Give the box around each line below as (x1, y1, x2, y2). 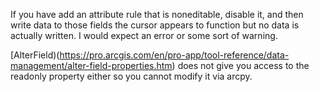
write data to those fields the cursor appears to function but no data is (10, 19, 300, 31)
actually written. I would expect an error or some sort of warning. (10, 30, 278, 41)
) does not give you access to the (171, 60, 310, 71)
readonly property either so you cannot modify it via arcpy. (10, 70, 253, 82)
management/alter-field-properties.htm (10, 60, 173, 71)
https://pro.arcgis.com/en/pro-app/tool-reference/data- (59, 49, 290, 61)
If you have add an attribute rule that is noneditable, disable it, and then (10, 9, 304, 20)
